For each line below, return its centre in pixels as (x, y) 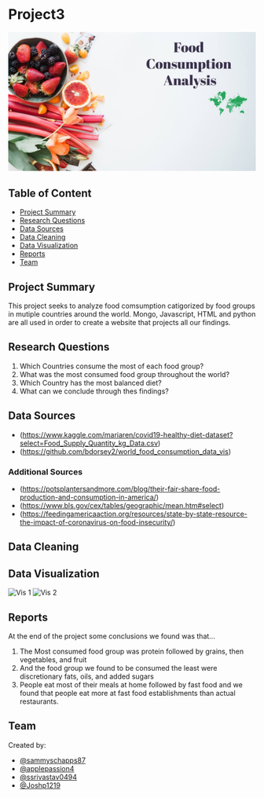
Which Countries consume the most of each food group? (112, 366)
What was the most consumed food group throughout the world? (125, 374)
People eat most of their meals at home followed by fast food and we (131, 685)
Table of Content (50, 193)
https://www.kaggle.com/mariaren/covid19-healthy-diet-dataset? (128, 434)
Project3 (37, 15)
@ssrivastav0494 (48, 777)
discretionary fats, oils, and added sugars (87, 676)
